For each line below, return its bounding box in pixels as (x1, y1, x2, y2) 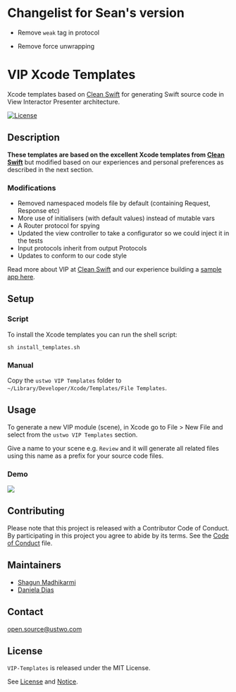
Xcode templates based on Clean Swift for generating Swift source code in (7, 90, 224, 98)
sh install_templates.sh (7, 344, 80, 351)
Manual (7, 360, 34, 370)
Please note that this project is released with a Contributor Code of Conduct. (7, 523, 230, 532)
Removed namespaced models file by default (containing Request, (17, 199, 211, 207)
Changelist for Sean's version (7, 5, 185, 21)
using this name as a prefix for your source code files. (7, 451, 164, 460)
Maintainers (7, 559, 62, 571)
